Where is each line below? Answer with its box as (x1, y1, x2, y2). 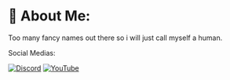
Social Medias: (8, 48, 57, 57)
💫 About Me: (8, 7, 91, 25)
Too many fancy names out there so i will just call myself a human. (8, 33, 223, 42)
